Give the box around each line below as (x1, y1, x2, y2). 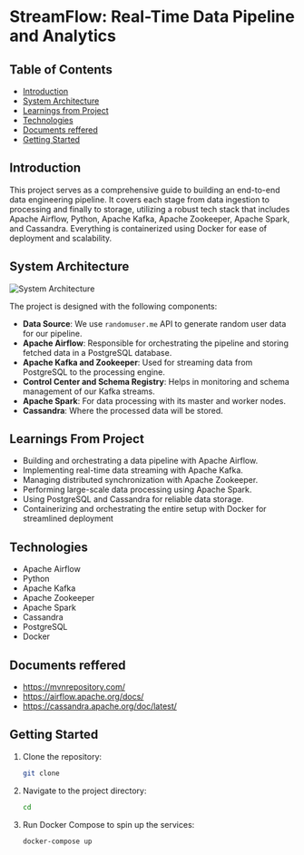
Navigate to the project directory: (22, 785, 147, 796)
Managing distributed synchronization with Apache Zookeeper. (22, 475, 259, 486)
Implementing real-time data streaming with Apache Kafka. (22, 465, 243, 476)
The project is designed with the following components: (9, 300, 218, 311)
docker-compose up (22, 837, 93, 846)
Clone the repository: (22, 751, 103, 762)
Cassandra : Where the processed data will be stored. (22, 405, 224, 416)
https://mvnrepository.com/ (22, 682, 125, 693)
